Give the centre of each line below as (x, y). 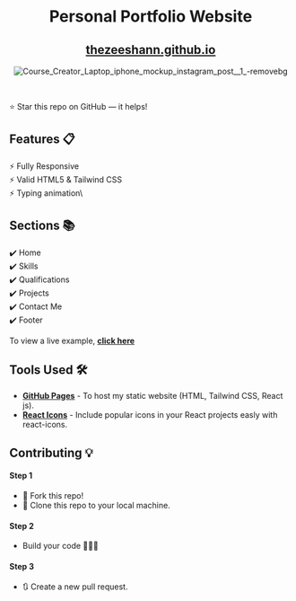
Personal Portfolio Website (151, 17)
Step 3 (22, 566)
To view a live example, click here (72, 340)
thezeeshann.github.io (151, 50)
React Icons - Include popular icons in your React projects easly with (150, 415)
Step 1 (21, 476)
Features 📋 (42, 140)
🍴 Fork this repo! (52, 496)
